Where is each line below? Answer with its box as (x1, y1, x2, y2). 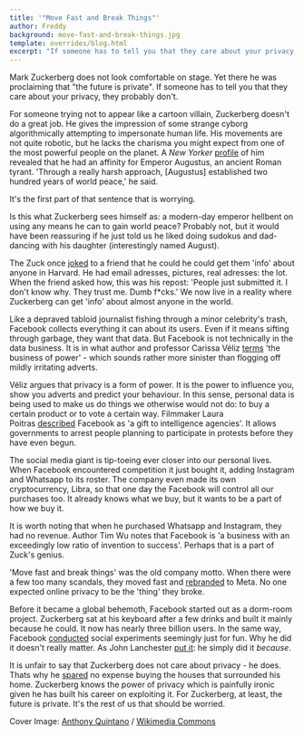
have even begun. (9, 437, 77, 449)
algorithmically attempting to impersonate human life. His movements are (9, 128, 283, 139)
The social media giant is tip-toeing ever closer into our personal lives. (9, 455, 272, 466)
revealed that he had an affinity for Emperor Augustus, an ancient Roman (9, 157, 282, 168)
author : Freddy (9, 22, 67, 31)
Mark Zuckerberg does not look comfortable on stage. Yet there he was (9, 72, 277, 82)
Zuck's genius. (9, 549, 65, 560)
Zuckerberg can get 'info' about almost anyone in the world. (9, 296, 234, 307)
